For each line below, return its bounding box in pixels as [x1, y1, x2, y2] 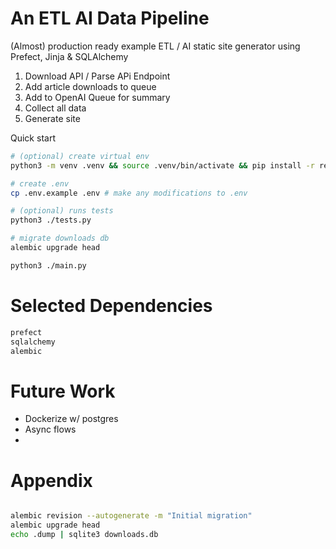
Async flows [24, 423, 77, 436]
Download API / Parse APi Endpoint [24, 70, 171, 82]
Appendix [10, 469, 93, 492]
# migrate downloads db [10, 233, 110, 244]
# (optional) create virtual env [10, 151, 150, 161]
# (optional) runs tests [10, 206, 114, 216]
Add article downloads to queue [24, 80, 157, 92]
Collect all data [24, 102, 87, 114]
